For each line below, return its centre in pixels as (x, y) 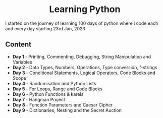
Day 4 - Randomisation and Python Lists (54, 83)
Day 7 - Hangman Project (39, 99)
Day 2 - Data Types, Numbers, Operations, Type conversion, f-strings (85, 67)
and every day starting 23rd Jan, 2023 (45, 28)
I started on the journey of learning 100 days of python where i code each (82, 23)
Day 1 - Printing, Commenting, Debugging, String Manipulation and (82, 56)
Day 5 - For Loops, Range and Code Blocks (57, 89)
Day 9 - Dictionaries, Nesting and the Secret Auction (67, 110)
